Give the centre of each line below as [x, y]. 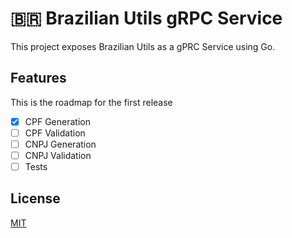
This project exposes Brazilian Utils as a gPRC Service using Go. [143, 46]
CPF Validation [55, 133]
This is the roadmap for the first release [91, 102]
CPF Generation [57, 121]
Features [38, 78]
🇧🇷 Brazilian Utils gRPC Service [146, 18]
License [35, 198]
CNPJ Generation [60, 144]
